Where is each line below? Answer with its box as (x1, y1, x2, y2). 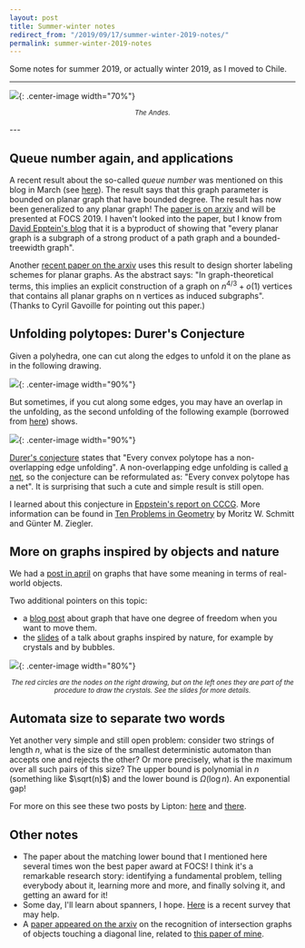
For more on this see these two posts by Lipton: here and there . (9, 801, 247, 812)
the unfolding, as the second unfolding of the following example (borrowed (9, 406, 290, 417)
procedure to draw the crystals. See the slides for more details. (54, 686, 251, 696)
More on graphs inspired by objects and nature (9, 544, 280, 559)
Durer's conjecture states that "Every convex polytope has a (9, 451, 235, 463)
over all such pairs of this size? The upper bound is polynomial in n (9, 764, 260, 775)
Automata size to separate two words (9, 710, 225, 726)
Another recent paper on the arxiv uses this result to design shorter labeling (9, 260, 293, 271)
